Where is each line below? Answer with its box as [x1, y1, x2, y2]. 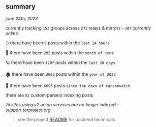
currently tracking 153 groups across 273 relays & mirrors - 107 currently [5, 25, 152, 31]
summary [5, 2, 36, 11]
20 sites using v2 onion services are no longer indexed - [5, 101, 119, 107]
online [5, 30, 18, 36]
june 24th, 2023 [5, 15, 38, 21]
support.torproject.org [5, 107, 51, 113]
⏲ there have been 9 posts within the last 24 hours [5, 40, 110, 46]
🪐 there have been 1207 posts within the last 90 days [5, 60, 115, 65]
